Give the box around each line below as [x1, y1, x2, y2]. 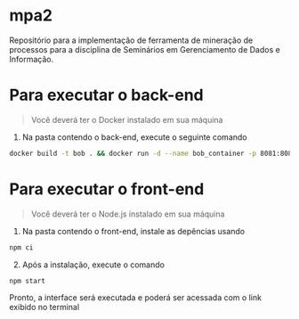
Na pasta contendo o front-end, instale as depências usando [21, 225, 246, 236]
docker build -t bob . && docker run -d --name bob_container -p [9, 149, 256, 158]
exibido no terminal [9, 302, 80, 313]
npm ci [9, 242, 34, 252]
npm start [9, 276, 46, 285]
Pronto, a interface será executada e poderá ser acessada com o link [9, 292, 263, 303]
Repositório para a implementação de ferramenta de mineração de [9, 35, 254, 45]
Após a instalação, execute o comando [21, 259, 165, 270]
